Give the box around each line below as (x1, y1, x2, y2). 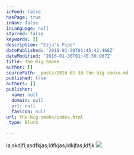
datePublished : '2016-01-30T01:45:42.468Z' (6, 48, 116, 54)
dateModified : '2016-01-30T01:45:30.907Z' (6, 53, 113, 59)
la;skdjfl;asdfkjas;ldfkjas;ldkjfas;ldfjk (6, 142, 95, 149)
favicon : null (11, 108, 46, 114)
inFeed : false (6, 8, 42, 15)
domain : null (11, 97, 44, 103)
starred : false (6, 31, 44, 37)
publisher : (6, 86, 33, 92)
